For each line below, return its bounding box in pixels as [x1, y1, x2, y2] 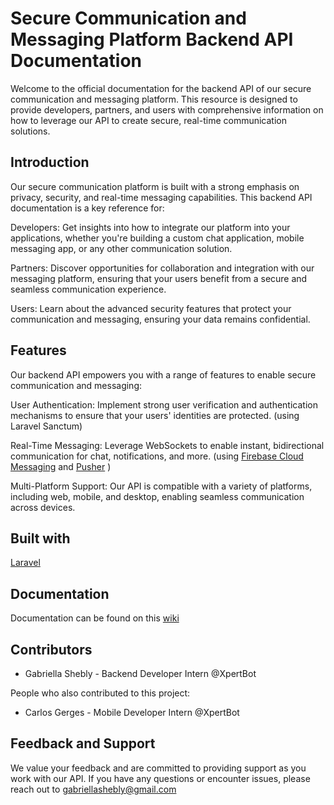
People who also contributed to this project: [10, 687, 191, 699]
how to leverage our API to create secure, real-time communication [10, 114, 287, 126]
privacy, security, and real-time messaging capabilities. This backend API [10, 191, 313, 203]
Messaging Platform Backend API [10, 28, 294, 51]
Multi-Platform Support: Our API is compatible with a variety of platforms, [10, 480, 313, 492]
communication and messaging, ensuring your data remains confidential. [10, 313, 311, 325]
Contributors [10, 641, 93, 658]
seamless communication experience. [10, 283, 167, 295]
